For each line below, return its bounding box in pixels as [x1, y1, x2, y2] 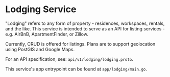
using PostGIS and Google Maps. [5, 46, 75, 52]
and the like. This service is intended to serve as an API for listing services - [5, 25, 165, 31]
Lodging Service [5, 4, 77, 15]
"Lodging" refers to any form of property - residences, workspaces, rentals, [5, 20, 165, 26]
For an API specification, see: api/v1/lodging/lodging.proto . [5, 56, 134, 62]
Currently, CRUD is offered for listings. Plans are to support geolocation [5, 41, 156, 47]
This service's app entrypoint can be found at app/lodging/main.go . [5, 66, 147, 72]
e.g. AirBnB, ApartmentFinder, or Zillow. [5, 31, 88, 37]
